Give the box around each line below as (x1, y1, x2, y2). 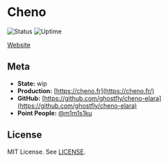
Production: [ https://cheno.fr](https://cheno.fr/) (17, 86, 155, 95)
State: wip (17, 79, 47, 88)
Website (7, 40, 31, 49)
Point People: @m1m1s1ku (17, 108, 92, 117)
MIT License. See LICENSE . (7, 147, 86, 156)
